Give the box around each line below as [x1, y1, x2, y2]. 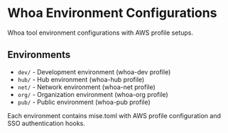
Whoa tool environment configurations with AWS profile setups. [7, 28, 194, 37]
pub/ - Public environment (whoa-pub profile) [17, 98, 151, 106]
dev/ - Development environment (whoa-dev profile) [17, 67, 171, 76]
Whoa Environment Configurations [7, 5, 217, 21]
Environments [7, 49, 71, 61]
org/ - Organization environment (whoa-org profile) [17, 90, 168, 98]
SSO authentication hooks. [7, 119, 85, 127]
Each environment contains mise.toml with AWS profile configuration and [7, 111, 222, 120]
